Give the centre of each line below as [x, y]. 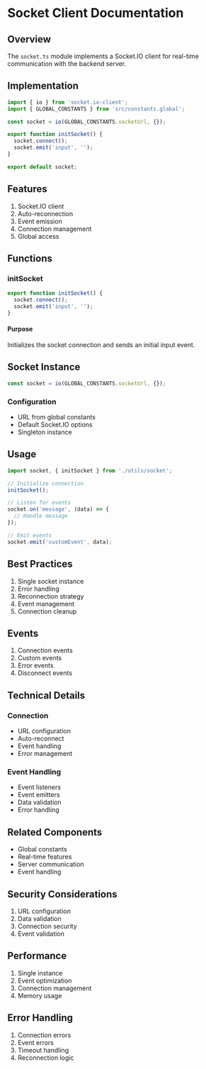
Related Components [55, 832]
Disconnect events [45, 673]
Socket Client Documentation [96, 13]
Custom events [40, 658]
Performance [37, 956]
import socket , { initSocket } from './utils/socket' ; [90, 470]
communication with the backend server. [67, 64]
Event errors [36, 1042]
